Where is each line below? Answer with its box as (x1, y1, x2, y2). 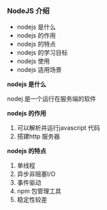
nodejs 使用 (16, 57, 50, 66)
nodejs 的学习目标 (16, 49, 68, 57)
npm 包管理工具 (16, 187, 61, 196)
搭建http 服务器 (16, 132, 60, 141)
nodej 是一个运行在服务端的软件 (7, 94, 97, 103)
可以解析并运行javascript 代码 (16, 124, 100, 132)
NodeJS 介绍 (7, 5, 50, 15)
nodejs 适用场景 (16, 66, 62, 74)
